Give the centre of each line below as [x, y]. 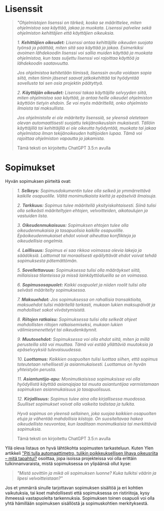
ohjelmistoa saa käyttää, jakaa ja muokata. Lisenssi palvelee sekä [84, 27]
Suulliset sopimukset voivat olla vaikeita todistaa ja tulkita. [76, 404]
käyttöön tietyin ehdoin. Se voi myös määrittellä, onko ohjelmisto [82, 103]
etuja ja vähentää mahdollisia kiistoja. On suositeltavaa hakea [80, 419]
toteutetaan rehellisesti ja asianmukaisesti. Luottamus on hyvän [82, 364]
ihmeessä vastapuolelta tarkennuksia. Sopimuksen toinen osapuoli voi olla [80, 498]
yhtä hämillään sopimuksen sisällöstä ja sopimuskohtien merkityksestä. [77, 503]
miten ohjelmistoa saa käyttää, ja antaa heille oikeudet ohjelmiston [85, 98]
